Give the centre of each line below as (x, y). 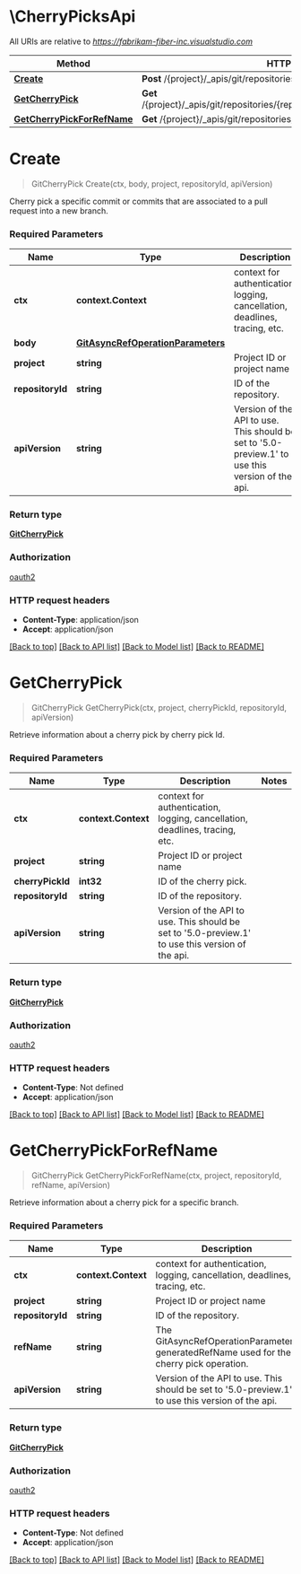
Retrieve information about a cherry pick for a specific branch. (124, 1202)
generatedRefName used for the (223, 1352)
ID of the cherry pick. (202, 881)
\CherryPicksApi (73, 17)
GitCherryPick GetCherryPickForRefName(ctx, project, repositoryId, (156, 1176)
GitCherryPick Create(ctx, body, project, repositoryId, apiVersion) (152, 184)
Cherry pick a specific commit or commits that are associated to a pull (139, 201)
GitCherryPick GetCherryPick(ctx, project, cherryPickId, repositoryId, (159, 708)
